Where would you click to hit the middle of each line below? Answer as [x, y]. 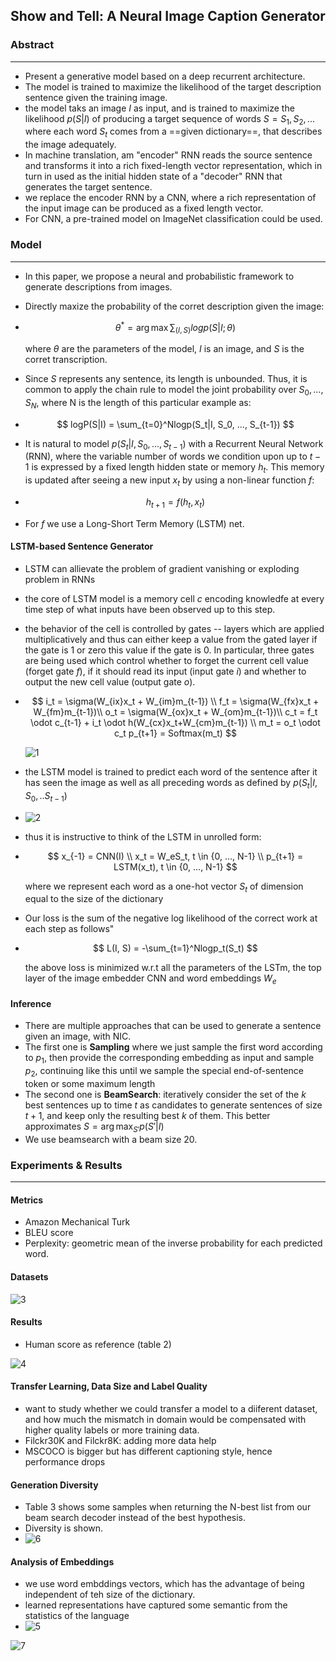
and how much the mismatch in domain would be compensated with [165, 1419]
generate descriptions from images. [98, 286]
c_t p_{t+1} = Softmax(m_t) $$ [175, 733]
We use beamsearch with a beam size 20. [111, 1139]
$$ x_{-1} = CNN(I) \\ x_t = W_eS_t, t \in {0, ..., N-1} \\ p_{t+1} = [175, 856]
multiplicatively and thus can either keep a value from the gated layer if [171, 640]
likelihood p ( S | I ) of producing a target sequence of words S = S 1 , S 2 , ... [169, 119]
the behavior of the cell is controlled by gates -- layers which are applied [174, 629]
